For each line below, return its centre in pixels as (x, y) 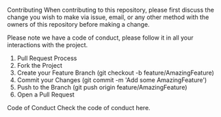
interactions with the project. (48, 45)
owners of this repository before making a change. (78, 24)
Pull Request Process (47, 58)
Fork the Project (40, 65)
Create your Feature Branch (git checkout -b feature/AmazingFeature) (115, 73)
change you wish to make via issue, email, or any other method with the (108, 17)
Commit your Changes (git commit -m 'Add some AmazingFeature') (112, 80)
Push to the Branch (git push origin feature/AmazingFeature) (102, 87)
